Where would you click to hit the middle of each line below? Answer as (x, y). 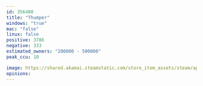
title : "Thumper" (28, 18)
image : (14, 68)
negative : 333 (24, 46)
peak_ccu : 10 (23, 57)
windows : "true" (27, 23)
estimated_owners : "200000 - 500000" (54, 51)
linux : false (23, 35)
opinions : (19, 73)
